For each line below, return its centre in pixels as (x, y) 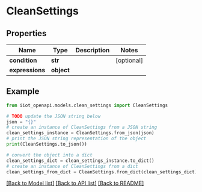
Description (93, 50)
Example (23, 91)
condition (23, 60)
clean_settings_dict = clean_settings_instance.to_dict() (80, 161)
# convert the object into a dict (50, 155)
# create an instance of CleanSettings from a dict (72, 166)
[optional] (129, 60)
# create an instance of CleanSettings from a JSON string (82, 128)
